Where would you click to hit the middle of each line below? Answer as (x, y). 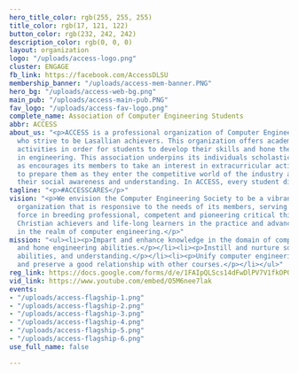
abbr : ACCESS (33, 125)
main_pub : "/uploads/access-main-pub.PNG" (89, 100)
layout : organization (49, 51)
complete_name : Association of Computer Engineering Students (126, 116)
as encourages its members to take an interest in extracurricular (145, 166)
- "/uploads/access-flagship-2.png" (77, 306)
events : (24, 289)
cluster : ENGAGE (39, 67)
